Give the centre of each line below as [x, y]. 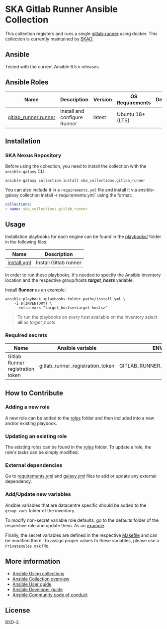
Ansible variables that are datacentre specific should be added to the [76, 505]
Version [103, 99]
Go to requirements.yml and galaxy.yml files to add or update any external [81, 476]
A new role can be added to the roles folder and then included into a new [80, 418]
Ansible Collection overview [41, 579]
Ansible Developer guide [38, 589]
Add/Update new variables [38, 494]
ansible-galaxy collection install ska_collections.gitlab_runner [75, 181]
